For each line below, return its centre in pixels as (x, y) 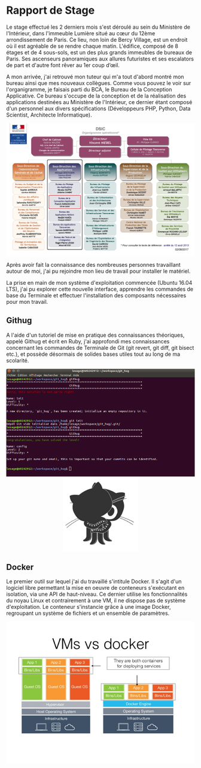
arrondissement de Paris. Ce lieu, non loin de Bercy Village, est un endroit (97, 39)
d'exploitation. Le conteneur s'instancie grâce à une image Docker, (89, 607)
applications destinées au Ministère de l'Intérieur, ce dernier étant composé (99, 102)
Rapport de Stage (51, 10)
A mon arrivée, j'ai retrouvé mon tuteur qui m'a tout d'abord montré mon (95, 77)
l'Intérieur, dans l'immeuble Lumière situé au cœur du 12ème (81, 33)
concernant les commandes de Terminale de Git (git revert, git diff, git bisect (100, 348)
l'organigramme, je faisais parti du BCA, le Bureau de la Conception (89, 89)
